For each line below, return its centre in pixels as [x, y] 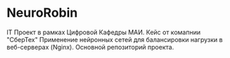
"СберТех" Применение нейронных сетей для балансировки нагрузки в [115, 39]
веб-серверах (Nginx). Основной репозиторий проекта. [90, 47]
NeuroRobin [42, 13]
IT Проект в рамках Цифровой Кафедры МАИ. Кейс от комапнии [104, 32]
